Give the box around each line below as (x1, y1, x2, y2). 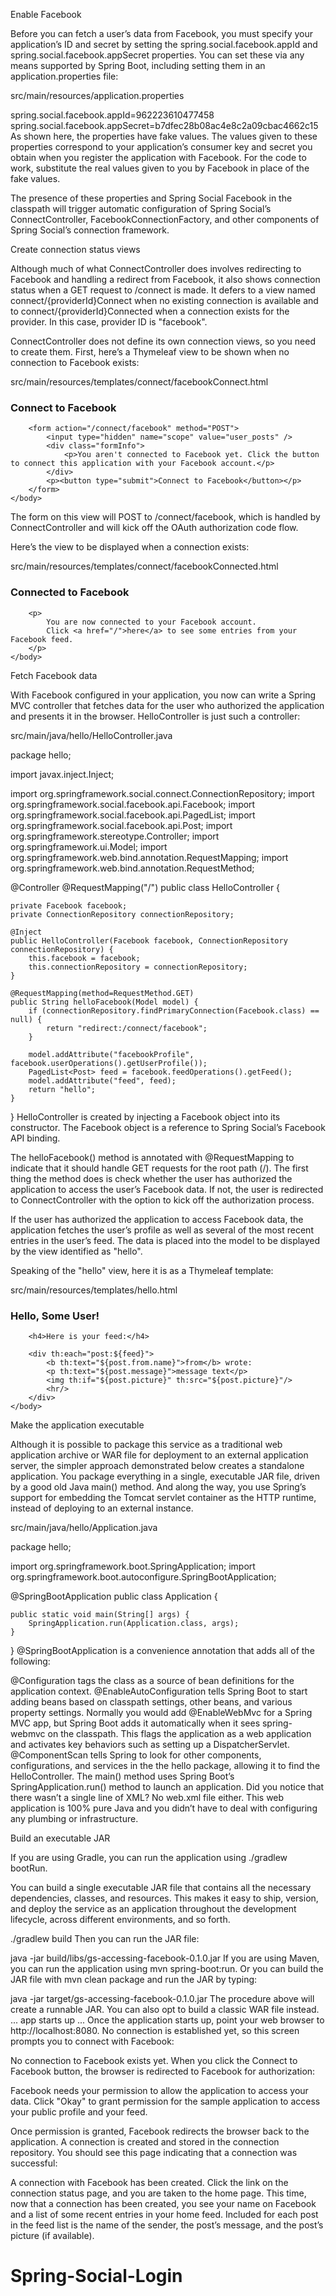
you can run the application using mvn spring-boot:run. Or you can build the (10, 1962, 324, 1974)
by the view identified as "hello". (10, 1245, 143, 1257)
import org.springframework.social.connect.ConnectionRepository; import (10, 787, 315, 799)
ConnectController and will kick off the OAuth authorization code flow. (10, 522, 299, 534)
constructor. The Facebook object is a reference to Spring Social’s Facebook (10, 1121, 326, 1133)
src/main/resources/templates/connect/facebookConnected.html (10, 560, 279, 573)
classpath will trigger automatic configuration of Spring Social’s (10, 203, 272, 214)
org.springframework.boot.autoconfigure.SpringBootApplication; (10, 1570, 277, 1583)
